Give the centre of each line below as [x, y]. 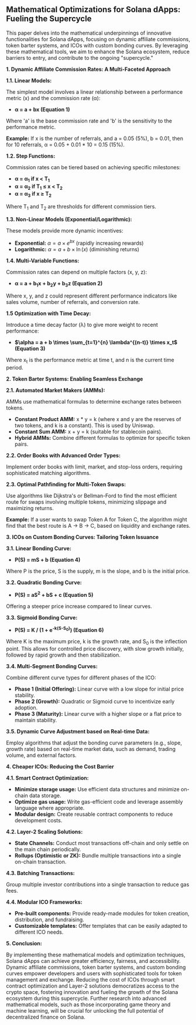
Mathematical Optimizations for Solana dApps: [93, 10]
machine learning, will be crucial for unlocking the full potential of [85, 1011]
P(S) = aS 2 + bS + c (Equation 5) [54, 594]
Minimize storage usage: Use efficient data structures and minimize [97, 790]
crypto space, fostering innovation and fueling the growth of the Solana [92, 992]
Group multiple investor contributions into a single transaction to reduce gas [98, 884]
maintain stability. [36, 720]
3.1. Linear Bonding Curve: [39, 549]
